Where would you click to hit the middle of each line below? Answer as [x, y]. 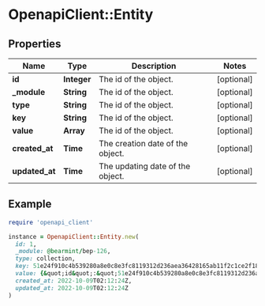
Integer [77, 79]
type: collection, [46, 259]
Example [30, 204]
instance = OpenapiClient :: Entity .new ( [74, 236]
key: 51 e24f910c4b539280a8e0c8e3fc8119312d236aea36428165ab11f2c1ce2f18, [139, 266]
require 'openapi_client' [50, 222]
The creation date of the [143, 144]
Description [154, 66]
